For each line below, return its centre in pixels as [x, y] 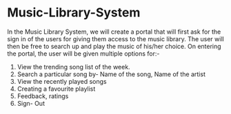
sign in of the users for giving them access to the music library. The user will [115, 38]
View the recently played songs [62, 81]
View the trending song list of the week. [73, 67]
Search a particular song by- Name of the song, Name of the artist [111, 74]
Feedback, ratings [43, 96]
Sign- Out [31, 103]
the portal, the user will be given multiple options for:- [83, 54]
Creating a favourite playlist [56, 89]
